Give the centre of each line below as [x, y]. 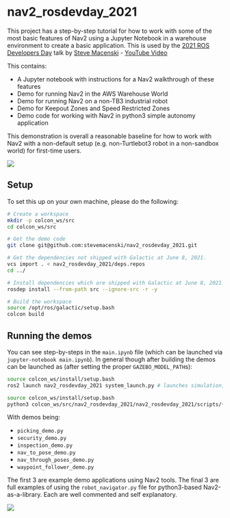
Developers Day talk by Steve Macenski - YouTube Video [87, 53]
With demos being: [34, 417]
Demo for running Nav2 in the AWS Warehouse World [92, 94]
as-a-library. [25, 495]
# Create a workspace [38, 214]
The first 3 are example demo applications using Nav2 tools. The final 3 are [113, 480]
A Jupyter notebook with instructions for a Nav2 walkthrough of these [115, 79]
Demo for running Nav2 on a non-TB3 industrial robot [92, 101]
